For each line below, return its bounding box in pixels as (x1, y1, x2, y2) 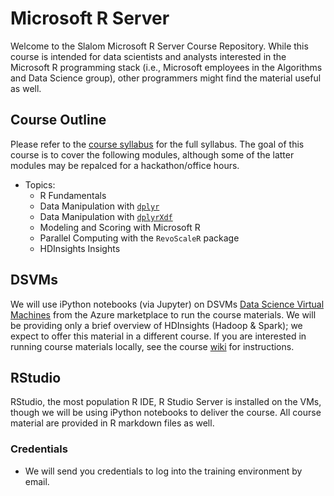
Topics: (24, 178, 56, 191)
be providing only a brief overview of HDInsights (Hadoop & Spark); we (10, 319, 303, 331)
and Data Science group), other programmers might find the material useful (10, 72, 322, 84)
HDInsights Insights (39, 242, 121, 254)
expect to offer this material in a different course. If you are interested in (10, 330, 307, 342)
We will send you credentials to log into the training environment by (24, 465, 303, 477)
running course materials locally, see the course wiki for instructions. (10, 340, 295, 352)
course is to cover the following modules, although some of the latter (10, 148, 295, 161)
